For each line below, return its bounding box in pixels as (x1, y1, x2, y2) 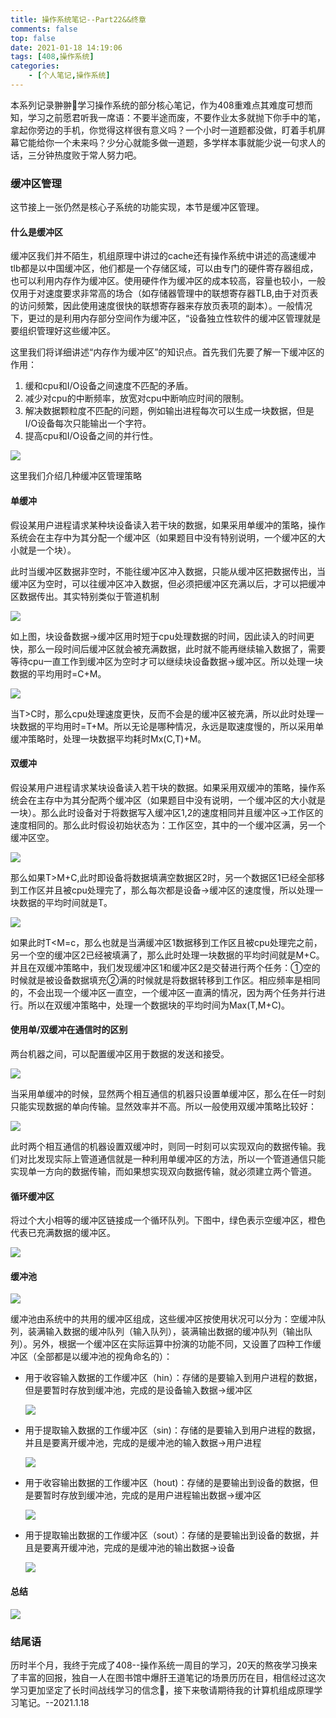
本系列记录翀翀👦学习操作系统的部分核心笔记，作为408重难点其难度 (10, 99, 287, 111)
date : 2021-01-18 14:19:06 (10, 42, 123, 53)
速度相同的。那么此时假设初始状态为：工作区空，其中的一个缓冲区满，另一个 (10, 819, 326, 831)
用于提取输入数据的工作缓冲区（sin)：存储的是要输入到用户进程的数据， (24, 1424, 321, 1436)
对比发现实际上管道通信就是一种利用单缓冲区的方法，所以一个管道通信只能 (18, 1152, 326, 1165)
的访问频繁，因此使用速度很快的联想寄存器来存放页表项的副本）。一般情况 (10, 300, 313, 312)
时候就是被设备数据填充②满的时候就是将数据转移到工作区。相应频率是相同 (10, 974, 321, 986)
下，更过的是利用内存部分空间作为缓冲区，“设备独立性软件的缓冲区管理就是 (10, 312, 322, 325)
